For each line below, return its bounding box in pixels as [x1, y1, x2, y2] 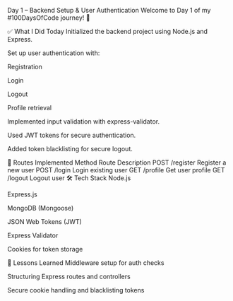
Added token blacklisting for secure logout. [7, 145, 133, 153]
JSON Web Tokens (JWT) [7, 218, 83, 225]
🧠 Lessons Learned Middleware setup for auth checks [7, 259, 165, 267]
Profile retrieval [7, 104, 52, 112]
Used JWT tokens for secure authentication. [7, 131, 136, 139]
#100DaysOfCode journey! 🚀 [7, 13, 90, 22]
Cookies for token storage [7, 245, 83, 253]
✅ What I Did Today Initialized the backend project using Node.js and [7, 28, 208, 35]
